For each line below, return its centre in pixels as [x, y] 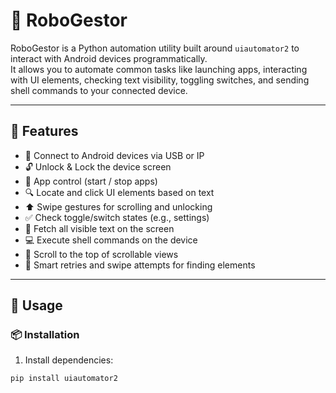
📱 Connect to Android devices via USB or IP [114, 155]
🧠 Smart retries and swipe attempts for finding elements [140, 265]
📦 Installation [45, 335]
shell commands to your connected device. [99, 90]
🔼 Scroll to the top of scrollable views [101, 254]
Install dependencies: [69, 360]
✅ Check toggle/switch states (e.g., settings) [117, 217]
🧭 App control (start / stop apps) [91, 181]
